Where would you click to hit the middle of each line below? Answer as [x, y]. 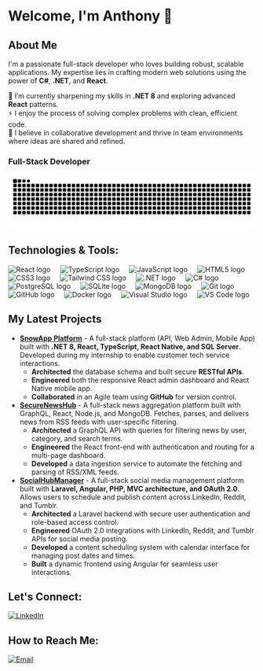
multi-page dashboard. [68, 455]
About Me [33, 45]
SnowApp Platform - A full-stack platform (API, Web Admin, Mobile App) [137, 338]
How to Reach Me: [54, 640]
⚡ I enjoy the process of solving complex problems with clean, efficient [123, 113]
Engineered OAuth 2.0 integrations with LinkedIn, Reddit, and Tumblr [143, 530]
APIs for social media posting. [79, 539]
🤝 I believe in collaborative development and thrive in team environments [126, 133]
